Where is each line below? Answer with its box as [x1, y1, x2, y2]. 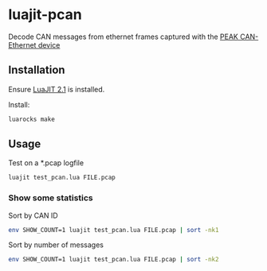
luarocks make [8, 115, 56, 123]
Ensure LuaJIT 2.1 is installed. [8, 84, 105, 94]
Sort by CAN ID [8, 211, 58, 220]
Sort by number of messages [8, 240, 104, 250]
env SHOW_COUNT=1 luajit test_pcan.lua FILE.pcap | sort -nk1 [8, 226, 219, 234]
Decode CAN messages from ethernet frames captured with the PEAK [8, 32, 239, 41]
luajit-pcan [8, 6, 82, 24]
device [37, 40, 61, 49]
